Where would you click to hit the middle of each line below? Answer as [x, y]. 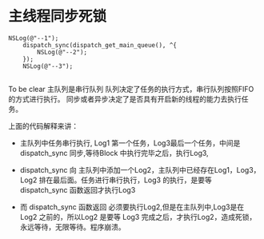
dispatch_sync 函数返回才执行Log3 [78, 189]
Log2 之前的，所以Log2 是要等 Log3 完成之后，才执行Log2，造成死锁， [138, 217]
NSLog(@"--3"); [48, 66]
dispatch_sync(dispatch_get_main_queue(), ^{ [100, 45]
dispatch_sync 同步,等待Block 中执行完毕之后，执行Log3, [114, 153]
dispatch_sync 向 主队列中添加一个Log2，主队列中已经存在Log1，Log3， [140, 169]
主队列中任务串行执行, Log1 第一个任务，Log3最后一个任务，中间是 [130, 143]
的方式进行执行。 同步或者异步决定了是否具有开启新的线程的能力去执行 [125, 99]
